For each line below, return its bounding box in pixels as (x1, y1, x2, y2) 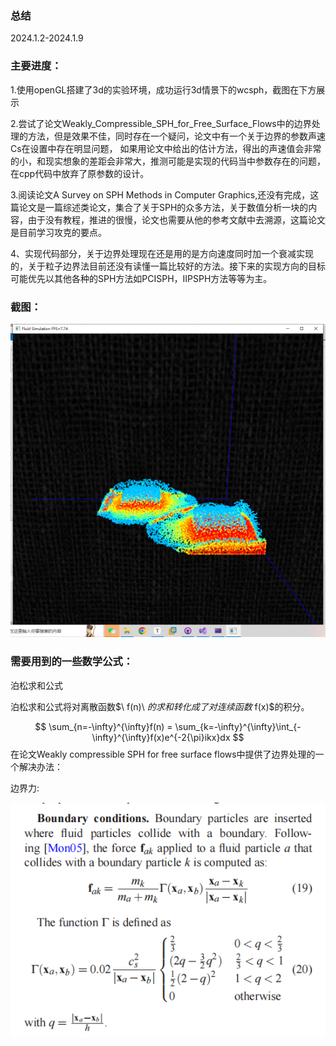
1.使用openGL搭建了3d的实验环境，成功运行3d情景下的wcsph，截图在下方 (10, 83, 317, 96)
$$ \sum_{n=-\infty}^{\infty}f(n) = (34, 720, 173, 732)
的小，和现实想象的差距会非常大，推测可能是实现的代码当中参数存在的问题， (10, 155, 326, 167)
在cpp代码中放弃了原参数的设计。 (10, 167, 150, 179)
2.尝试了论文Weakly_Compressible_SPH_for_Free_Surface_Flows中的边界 (10, 117, 312, 129)
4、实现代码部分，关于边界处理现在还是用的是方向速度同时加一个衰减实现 (10, 247, 315, 259)
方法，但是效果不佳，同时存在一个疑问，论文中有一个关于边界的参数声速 (27, 130, 326, 142)
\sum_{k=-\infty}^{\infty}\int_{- (174, 720, 302, 732)
